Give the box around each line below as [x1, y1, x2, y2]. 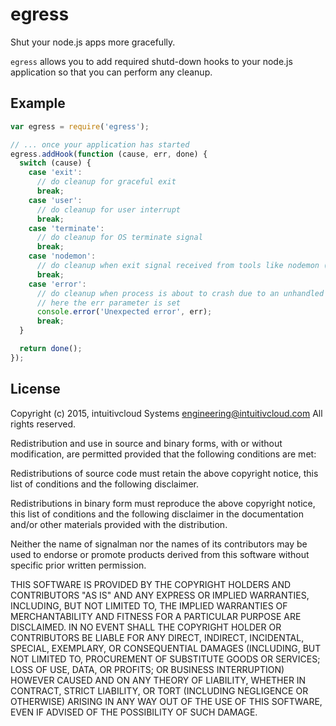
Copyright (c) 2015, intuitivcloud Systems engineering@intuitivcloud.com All [10, 407, 323, 419]
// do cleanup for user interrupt [36, 204, 182, 215]
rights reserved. [10, 418, 77, 430]
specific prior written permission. [10, 559, 147, 571]
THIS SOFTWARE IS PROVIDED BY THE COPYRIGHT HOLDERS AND [10, 578, 292, 590]
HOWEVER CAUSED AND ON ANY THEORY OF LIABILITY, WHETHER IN [10, 674, 307, 686]
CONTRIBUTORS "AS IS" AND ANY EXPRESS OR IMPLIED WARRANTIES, [10, 589, 310, 601]
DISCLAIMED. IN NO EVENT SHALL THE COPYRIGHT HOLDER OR [10, 621, 282, 633]
